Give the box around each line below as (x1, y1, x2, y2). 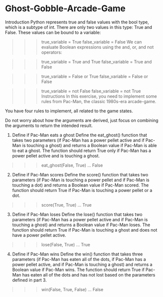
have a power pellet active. (12, 232, 67, 238)
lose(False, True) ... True (41, 241, 91, 247)
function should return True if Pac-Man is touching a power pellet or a (12, 187, 152, 193)
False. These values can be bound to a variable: (5, 29, 101, 35)
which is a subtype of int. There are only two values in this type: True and (5, 24, 152, 30)
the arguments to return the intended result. (5, 123, 93, 128)
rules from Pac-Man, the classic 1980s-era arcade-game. (41, 98, 157, 104)
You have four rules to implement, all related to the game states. (5, 108, 133, 114)
